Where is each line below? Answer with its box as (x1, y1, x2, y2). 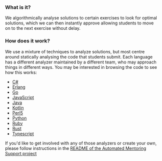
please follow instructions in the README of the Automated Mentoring (5, 145, 147, 151)
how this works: (5, 69, 37, 75)
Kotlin (12, 104, 24, 111)
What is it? (5, 4, 31, 11)
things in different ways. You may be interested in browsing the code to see (5, 64, 158, 70)
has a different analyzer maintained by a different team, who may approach (5, 59, 157, 65)
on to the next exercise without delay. (5, 25, 81, 31)
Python (12, 115, 27, 121)
